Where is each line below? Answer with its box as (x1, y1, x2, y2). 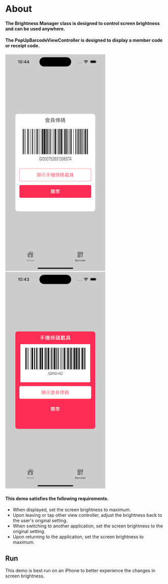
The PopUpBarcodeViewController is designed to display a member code (5, 37, 163, 43)
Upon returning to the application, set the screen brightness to (12, 534, 144, 540)
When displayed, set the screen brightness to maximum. (12, 507, 131, 513)
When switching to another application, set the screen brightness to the (12, 523, 163, 529)
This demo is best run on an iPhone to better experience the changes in (5, 568, 156, 573)
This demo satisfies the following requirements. (5, 495, 109, 501)
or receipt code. (5, 43, 40, 49)
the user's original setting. (12, 518, 68, 524)
